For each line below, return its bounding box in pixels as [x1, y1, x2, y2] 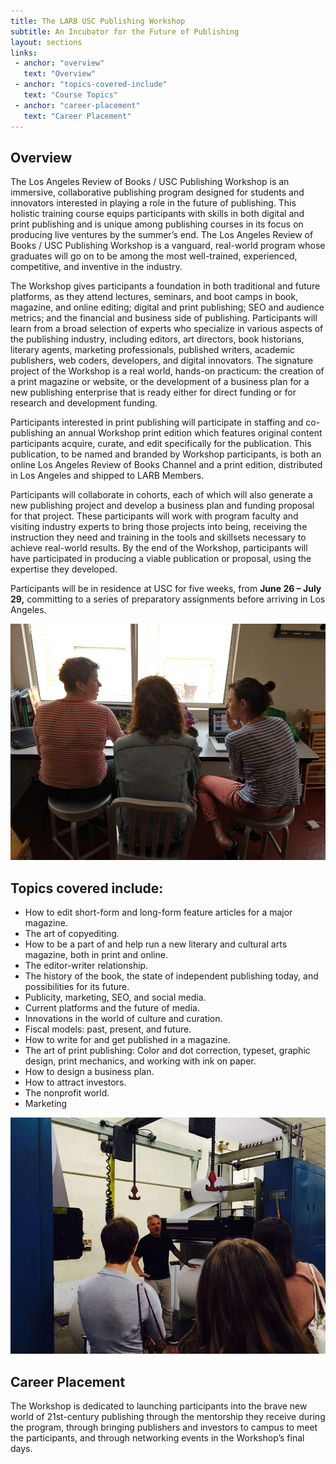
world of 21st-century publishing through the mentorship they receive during [10, 1410, 326, 1422]
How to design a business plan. [24, 1066, 155, 1078]
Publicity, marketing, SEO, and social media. [24, 991, 207, 1004]
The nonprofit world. [24, 1087, 110, 1099]
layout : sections [10, 37, 83, 47]
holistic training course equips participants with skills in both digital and [10, 208, 305, 220]
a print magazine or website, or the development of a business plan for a [10, 376, 310, 388]
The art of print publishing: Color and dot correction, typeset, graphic [24, 1045, 311, 1057]
